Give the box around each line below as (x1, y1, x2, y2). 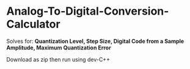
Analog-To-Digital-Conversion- (6, 4, 169, 18)
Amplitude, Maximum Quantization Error (6, 44, 111, 51)
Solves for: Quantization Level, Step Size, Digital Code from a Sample (6, 37, 185, 45)
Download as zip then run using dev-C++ (6, 56, 110, 63)
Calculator (6, 17, 60, 31)
